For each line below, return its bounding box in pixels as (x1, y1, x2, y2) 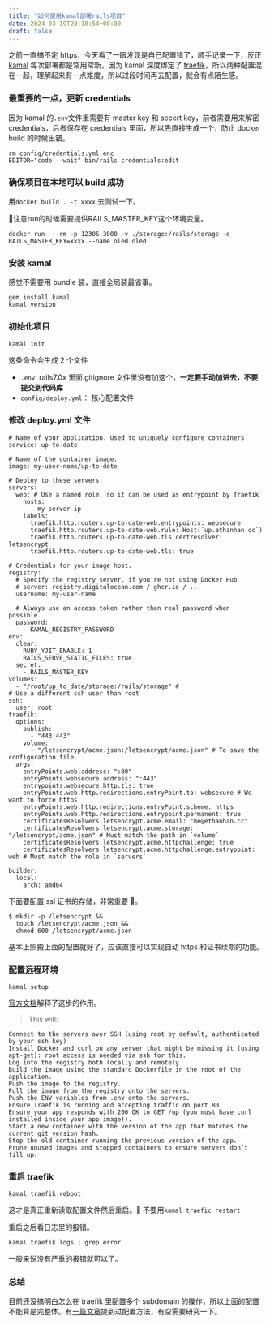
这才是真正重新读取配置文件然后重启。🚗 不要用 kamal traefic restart (8, 1206, 241, 1215)
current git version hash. (8, 1129, 100, 1138)
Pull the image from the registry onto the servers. (8, 1087, 191, 1095)
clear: (15, 639, 38, 647)
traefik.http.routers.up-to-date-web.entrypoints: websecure (29, 518, 242, 527)
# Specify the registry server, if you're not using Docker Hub (15, 575, 238, 584)
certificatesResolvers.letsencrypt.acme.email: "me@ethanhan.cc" (23, 817, 249, 825)
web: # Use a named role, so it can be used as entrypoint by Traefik (15, 490, 259, 499)
